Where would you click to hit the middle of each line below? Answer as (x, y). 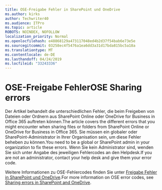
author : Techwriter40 (27, 18)
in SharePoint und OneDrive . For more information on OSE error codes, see (79, 177)
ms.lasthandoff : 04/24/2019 (33, 59)
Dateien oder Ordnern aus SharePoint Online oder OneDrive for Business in (80, 116)
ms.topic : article (24, 28)
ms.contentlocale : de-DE (30, 55)
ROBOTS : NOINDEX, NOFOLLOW (32, 32)
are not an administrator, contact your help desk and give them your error (78, 158)
